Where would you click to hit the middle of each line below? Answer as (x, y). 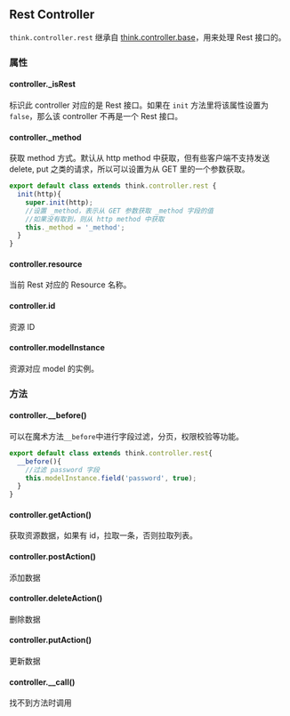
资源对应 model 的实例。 (54, 368)
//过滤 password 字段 (63, 470)
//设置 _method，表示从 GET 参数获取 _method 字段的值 (119, 211)
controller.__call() (42, 682)
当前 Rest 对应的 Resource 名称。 (70, 285)
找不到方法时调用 (40, 703)
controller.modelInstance (57, 348)
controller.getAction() (50, 514)
